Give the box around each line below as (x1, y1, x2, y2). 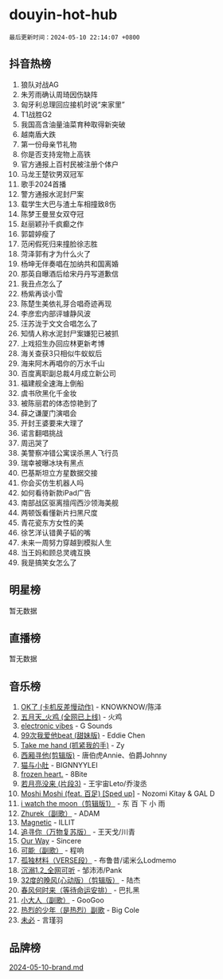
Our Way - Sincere (20, 836, 82, 846)
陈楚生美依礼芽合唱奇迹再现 (20, 299, 112, 308)
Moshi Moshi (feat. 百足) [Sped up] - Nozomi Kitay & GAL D (20, 789, 216, 798)
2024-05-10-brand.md (9, 962, 84, 972)
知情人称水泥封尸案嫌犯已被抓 (20, 328, 119, 338)
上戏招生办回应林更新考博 (20, 339, 105, 348)
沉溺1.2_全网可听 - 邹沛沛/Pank (20, 866, 123, 875)
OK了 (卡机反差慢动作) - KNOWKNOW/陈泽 (20, 703, 162, 712)
